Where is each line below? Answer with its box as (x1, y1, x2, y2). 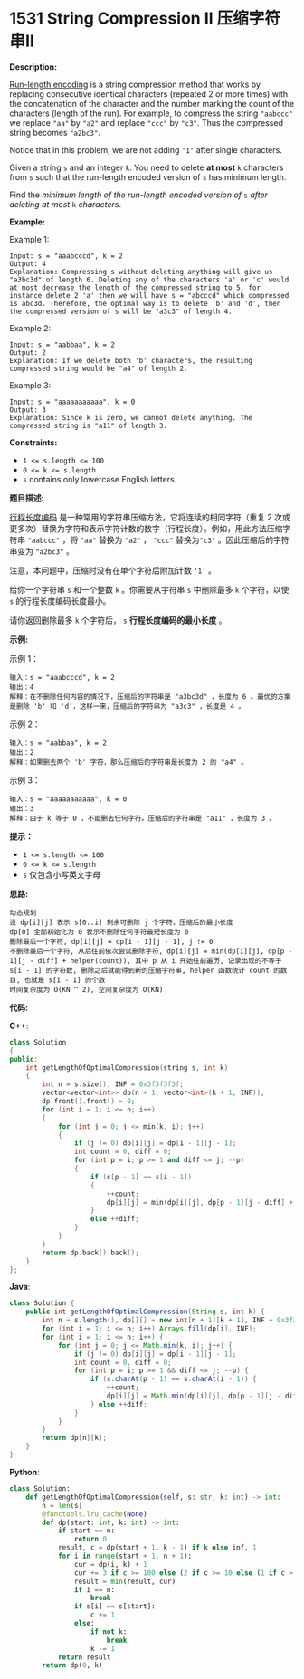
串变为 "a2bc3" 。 (9, 545, 74, 557)
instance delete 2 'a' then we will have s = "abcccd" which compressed (9, 291, 290, 300)
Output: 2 (9, 348, 47, 358)
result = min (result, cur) (73, 1577, 176, 1586)
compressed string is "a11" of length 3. (9, 421, 168, 430)
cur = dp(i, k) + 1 (73, 1560, 147, 1569)
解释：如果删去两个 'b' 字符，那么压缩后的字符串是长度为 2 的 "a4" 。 (9, 758, 249, 767)
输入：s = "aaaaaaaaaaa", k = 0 (9, 794, 128, 804)
